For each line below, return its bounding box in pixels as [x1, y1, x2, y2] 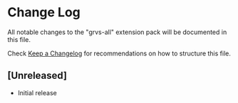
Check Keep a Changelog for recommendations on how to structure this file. [7, 49, 232, 58]
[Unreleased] [7, 70, 68, 82]
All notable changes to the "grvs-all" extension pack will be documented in [7, 28, 227, 36]
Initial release [17, 88, 57, 97]
